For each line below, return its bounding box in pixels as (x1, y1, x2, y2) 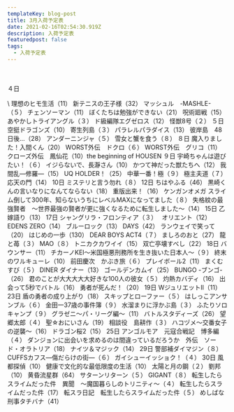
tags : (7, 43, 23, 50)
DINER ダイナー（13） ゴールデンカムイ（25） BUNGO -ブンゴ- (39, 266, 223, 274)
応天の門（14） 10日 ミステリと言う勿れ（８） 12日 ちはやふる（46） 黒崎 (7, 178, 220, 186)
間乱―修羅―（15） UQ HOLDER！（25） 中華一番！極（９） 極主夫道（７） (7, 169, 227, 177)
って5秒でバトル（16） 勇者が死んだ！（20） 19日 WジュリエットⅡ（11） (13, 283, 221, 291)
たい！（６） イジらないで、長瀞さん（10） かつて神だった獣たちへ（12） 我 (7, 160, 227, 169)
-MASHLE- (180, 99, 212, 107)
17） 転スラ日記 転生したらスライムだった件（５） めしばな (50, 388, 225, 397)
